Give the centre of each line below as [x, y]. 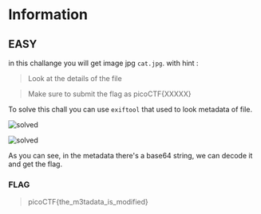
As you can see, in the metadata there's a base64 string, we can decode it [130, 156]
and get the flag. [35, 164]
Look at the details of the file [75, 78]
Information [48, 15]
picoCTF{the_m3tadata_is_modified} [88, 202]
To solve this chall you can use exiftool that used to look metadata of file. [130, 109]
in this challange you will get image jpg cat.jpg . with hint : [103, 63]
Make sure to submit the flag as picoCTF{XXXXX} [109, 94]
